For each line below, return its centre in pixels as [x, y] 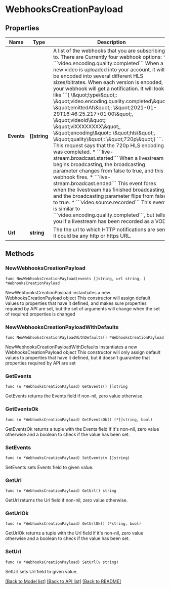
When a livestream [142, 158]
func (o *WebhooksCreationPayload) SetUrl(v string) [62, 562]
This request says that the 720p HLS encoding [109, 145]
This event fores [137, 183]
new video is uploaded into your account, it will [109, 70]
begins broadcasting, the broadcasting [99, 164]
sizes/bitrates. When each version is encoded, [108, 82]
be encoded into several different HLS [98, 76]
